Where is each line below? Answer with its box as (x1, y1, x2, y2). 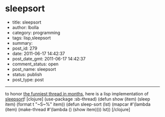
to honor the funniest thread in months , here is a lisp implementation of (5, 90, 149, 96)
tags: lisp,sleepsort (12, 35, 51, 41)
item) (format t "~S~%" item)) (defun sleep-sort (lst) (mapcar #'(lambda (5, 101, 151, 107)
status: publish (12, 71, 42, 77)
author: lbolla (12, 24, 39, 30)
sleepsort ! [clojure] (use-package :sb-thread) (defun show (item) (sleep (5, 96, 151, 102)
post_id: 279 (12, 45, 38, 51)
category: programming (12, 29, 60, 35)
